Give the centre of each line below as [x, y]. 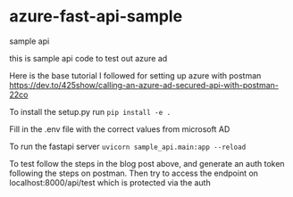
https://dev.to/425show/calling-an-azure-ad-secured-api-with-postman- [144, 85]
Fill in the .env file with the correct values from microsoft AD [120, 129]
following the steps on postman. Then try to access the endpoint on [134, 173]
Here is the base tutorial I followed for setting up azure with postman [135, 75]
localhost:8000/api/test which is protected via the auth [110, 182]
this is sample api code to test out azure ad [88, 58]
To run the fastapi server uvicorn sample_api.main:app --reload [128, 146]
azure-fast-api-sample [96, 16]
